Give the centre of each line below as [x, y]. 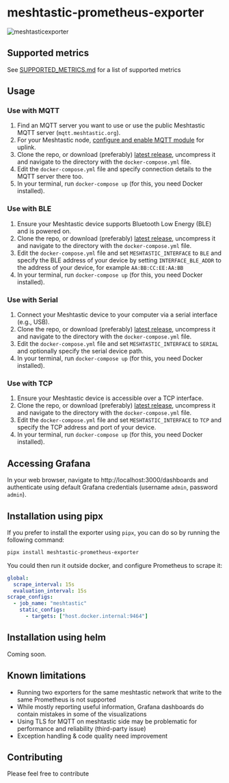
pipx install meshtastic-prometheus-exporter [73, 552]
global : [18, 578]
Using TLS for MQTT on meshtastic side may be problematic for [107, 721]
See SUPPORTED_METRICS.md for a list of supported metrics [94, 69]
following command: [36, 540]
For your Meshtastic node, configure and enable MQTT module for [110, 140]
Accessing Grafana [49, 463]
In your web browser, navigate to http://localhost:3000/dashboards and [108, 480]
